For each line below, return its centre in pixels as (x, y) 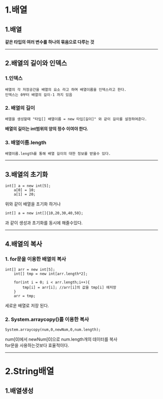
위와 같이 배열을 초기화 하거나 (33, 204)
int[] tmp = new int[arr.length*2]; (51, 274)
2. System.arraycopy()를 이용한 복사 (47, 319)
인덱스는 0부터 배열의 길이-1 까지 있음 (39, 95)
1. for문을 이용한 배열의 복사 (36, 259)
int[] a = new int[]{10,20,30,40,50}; (44, 213)
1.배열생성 (19, 391)
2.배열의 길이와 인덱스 (36, 63)
